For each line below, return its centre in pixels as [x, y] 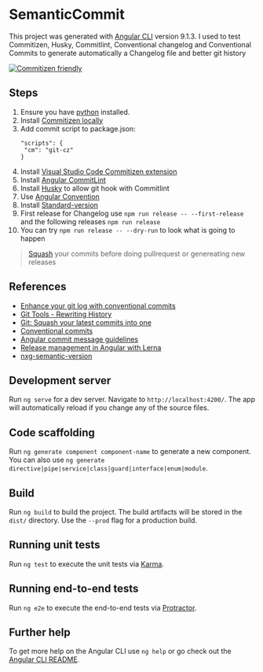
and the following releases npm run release [90, 221]
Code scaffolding [52, 432]
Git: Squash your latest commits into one [86, 322]
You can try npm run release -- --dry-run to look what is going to [128, 230]
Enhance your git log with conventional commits [98, 305]
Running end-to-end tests [74, 589]
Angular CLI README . [44, 659]
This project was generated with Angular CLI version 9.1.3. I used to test [125, 36]
